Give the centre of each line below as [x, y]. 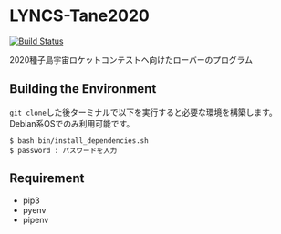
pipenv [36, 219]
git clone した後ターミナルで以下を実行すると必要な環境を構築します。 [144, 112]
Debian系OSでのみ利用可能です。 [72, 123]
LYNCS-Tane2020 [80, 16]
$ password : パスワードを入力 [63, 150]
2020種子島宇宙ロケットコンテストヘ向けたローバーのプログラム [131, 59]
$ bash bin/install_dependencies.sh [79, 141]
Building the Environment [83, 89]
